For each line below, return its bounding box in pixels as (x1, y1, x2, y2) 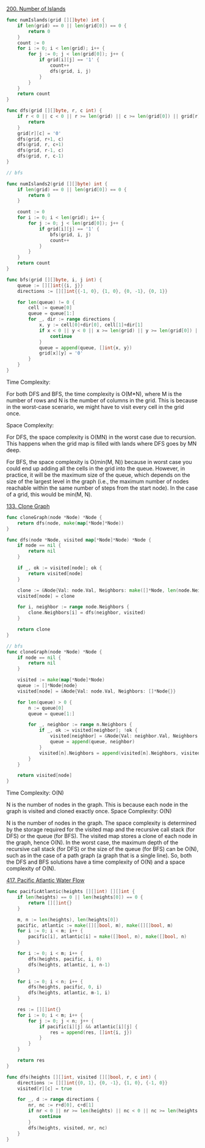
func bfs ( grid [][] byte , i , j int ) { (6, 276, 103, 283)
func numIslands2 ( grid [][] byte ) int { (6, 180, 108, 187)
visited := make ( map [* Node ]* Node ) (17, 677, 105, 683)
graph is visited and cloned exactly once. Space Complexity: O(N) (6, 808, 172, 815)
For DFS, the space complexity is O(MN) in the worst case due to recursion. (6, 433, 196, 441)
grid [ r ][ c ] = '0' (17, 130, 62, 136)
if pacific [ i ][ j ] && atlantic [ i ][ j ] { (38, 1023, 138, 1029)
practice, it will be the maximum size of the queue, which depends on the (6, 471, 190, 479)
